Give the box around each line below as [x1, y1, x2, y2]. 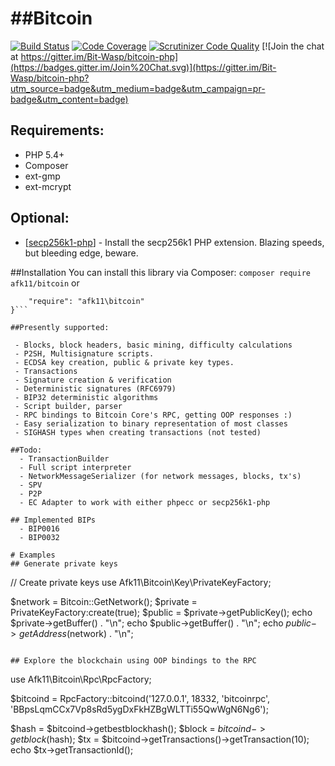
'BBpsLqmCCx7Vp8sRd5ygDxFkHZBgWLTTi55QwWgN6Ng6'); [10, 703, 269, 715]
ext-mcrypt [24, 180, 72, 192]
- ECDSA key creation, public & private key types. [14, 357, 235, 367]
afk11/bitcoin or [10, 277, 80, 289]
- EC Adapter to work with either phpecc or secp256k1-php [19, 497, 271, 507]
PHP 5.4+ [24, 148, 65, 161]
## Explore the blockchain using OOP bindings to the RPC [10, 655, 257, 666]
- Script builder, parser [14, 401, 123, 411]
